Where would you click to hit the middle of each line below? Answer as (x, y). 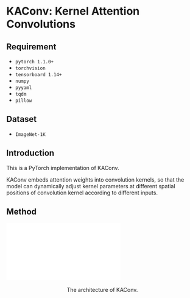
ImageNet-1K (30, 134)
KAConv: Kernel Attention (73, 11)
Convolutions (41, 24)
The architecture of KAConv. (102, 290)
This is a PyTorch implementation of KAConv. (63, 168)
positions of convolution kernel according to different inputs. (82, 193)
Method (22, 212)
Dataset (22, 119)
